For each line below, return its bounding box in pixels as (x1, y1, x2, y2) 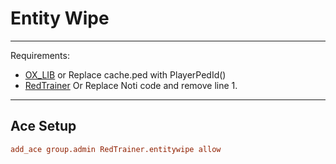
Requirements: (10, 49, 70, 61)
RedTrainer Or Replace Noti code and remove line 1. (24, 79, 238, 91)
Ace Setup (10, 118, 77, 135)
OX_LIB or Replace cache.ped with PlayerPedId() (24, 68, 227, 81)
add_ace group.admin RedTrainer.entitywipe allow (10, 144, 222, 154)
